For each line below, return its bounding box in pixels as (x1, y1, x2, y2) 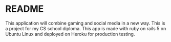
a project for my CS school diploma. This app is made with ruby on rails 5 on (5, 25, 166, 31)
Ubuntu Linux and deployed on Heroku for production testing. (5, 31, 135, 37)
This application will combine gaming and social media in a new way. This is (5, 20, 165, 26)
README (5, 3, 44, 15)
